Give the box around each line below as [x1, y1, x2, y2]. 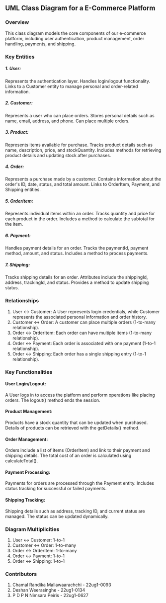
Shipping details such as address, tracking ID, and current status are [5, 508, 145, 514]
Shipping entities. [5, 186, 41, 193]
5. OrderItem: [5, 198, 33, 204]
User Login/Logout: [5, 381, 46, 387]
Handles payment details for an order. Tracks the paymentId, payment [5, 245, 149, 251]
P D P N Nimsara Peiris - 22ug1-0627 [12, 593, 88, 599]
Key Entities [5, 53, 35, 60]
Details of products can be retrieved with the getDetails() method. [5, 425, 140, 431]
